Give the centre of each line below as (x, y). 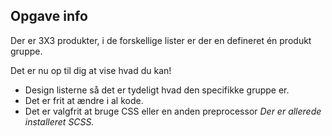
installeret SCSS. (59, 121)
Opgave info (49, 16)
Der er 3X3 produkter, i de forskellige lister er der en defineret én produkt (161, 40)
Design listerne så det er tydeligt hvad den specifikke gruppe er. (157, 90)
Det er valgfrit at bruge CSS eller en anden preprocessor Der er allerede (173, 111)
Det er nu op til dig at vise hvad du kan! (91, 70)
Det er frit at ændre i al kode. (84, 100)
